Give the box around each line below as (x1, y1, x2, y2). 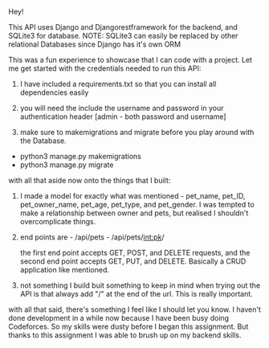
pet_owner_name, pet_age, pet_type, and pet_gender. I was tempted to (19, 200, 255, 209)
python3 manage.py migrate (19, 160, 114, 170)
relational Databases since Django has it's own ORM (8, 39, 181, 49)
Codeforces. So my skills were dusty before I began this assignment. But (8, 321, 249, 331)
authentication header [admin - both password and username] (19, 112, 226, 121)
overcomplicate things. (19, 217, 96, 226)
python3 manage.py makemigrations (19, 152, 142, 161)
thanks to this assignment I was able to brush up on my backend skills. (8, 330, 243, 340)
